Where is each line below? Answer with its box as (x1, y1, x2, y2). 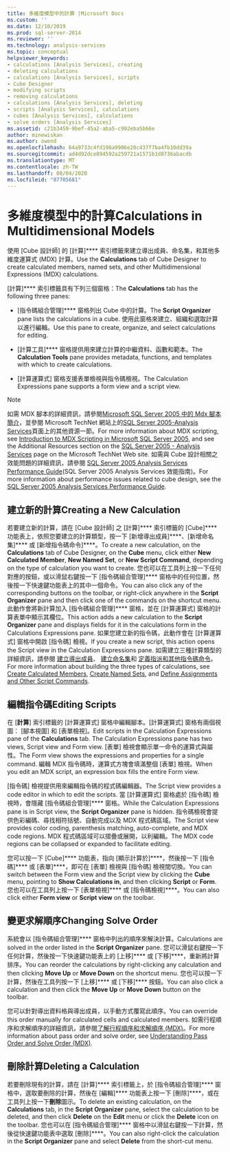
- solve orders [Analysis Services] (7, 118, 112, 126)
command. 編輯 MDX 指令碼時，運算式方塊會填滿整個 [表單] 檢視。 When (7, 760, 213, 768)
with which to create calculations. (16, 360, 113, 368)
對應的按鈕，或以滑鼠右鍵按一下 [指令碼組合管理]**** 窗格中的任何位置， (7, 573, 214, 581)
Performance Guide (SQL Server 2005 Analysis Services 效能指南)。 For (7, 467, 209, 476)
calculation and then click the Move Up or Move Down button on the (7, 985, 201, 993)
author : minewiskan (7, 131, 63, 138)
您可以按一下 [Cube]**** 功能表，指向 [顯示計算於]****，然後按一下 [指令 (7, 854, 215, 862)
